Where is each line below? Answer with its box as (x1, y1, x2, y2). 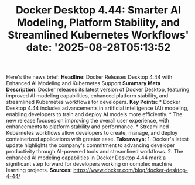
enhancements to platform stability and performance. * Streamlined (6, 123, 169, 130)
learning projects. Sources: (6, 167, 72, 174)
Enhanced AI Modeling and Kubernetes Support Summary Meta (6, 80, 161, 87)
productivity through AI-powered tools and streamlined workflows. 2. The (6, 148, 183, 155)
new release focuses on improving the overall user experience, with (6, 117, 170, 124)
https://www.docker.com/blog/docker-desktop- (73, 167, 189, 174)
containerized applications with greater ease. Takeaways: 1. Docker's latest (6, 135, 189, 143)
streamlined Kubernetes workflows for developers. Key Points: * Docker (6, 99, 181, 106)
